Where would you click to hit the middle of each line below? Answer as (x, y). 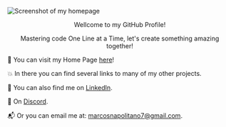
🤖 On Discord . (28, 101)
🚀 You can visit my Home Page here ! (61, 60)
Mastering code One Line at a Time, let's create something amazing (120, 38)
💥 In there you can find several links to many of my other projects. (104, 73)
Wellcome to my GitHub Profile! (120, 24)
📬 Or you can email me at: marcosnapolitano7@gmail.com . (95, 116)
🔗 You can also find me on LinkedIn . (60, 88)
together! (120, 46)
